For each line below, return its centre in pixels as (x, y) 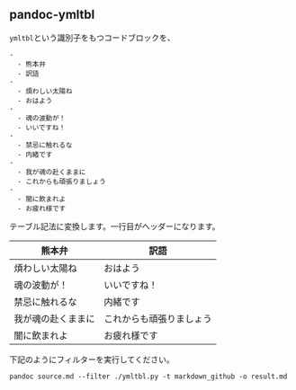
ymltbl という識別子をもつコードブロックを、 (92, 37)
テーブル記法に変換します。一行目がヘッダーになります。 (115, 226)
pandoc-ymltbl (52, 15)
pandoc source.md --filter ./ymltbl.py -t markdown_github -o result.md (148, 377)
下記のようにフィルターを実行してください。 (92, 359)
